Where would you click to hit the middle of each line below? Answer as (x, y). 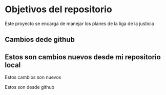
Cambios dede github (40, 40)
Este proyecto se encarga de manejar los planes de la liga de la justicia (79, 23)
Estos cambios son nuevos (33, 77)
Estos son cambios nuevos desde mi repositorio (83, 57)
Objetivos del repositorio (58, 9)
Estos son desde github (30, 87)
